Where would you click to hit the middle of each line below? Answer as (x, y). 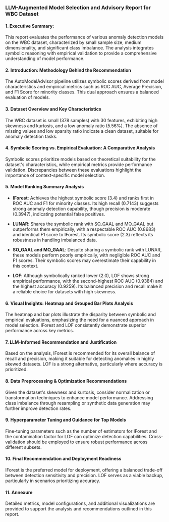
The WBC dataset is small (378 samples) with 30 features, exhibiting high (81, 120)
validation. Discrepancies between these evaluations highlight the (73, 170)
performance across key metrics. (40, 331)
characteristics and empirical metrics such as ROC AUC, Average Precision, (84, 87)
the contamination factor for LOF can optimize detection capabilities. (76, 436)
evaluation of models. (28, 97)
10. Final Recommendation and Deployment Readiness (63, 459)
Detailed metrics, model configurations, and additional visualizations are (80, 503)
